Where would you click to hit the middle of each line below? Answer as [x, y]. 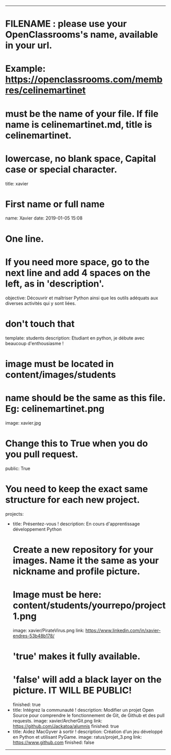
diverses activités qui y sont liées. [41, 303]
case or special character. [61, 169]
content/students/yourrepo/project [89, 605]
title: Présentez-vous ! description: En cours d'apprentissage [76, 524]
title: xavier [17, 183]
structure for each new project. [73, 500]
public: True [18, 468]
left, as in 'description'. [55, 284]
